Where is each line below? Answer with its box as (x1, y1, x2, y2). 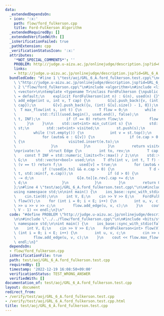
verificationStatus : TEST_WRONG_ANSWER (9, 271, 91, 276)
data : (5, 7, 16, 12)
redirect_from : (5, 290, 36, 294)
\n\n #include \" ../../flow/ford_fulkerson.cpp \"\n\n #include (14, 217, 141, 222)
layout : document (5, 285, 41, 290)
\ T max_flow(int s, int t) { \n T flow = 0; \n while (14, 107, 156, 113)
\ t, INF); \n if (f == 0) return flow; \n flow (14, 116, 159, 122)
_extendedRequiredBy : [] (9, 30, 60, 35)
